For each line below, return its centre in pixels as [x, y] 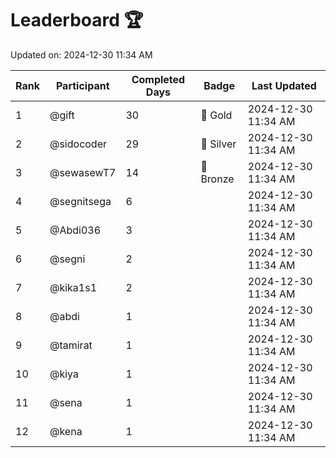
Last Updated [284, 85]
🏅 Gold [216, 115]
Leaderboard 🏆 [77, 20]
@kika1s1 [73, 287]
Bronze [217, 179]
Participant [82, 85]
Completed [158, 79]
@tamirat [71, 345]
